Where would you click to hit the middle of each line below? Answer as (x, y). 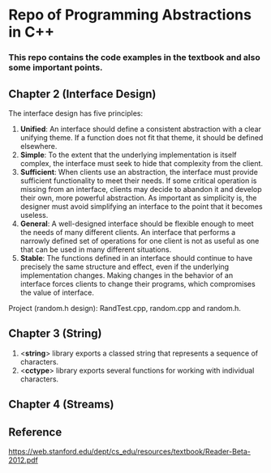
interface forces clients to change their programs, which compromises (138, 283)
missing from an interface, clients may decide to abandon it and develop (141, 189)
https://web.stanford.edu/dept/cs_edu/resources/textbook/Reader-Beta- (130, 451)
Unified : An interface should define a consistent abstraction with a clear (141, 129)
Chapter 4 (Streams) (61, 405)
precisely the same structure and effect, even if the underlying (125, 266)
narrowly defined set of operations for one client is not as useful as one (140, 241)
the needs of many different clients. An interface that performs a (128, 232)
